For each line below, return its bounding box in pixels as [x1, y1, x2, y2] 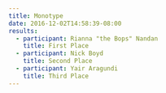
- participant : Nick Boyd [15, 49, 104, 57]
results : [8, 27, 38, 35]
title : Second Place [23, 57, 93, 66]
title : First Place [23, 42, 90, 50]
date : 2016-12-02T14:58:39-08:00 [8, 19, 122, 27]
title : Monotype [8, 11, 63, 20]
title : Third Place [23, 72, 90, 80]
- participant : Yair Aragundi [15, 65, 118, 73]
